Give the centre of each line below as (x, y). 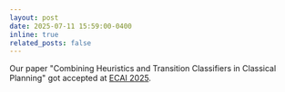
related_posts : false (51, 43)
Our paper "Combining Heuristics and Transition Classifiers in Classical (143, 69)
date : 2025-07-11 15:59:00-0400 (71, 26)
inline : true (34, 34)
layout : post (34, 18)
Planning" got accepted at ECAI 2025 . (81, 78)
